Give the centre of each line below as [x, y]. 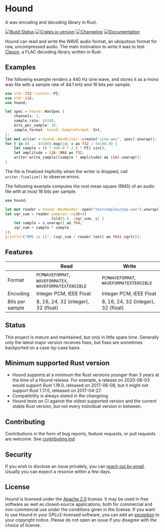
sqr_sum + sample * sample [41, 228]
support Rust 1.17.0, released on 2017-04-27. [57, 390]
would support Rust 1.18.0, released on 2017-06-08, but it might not [80, 386]
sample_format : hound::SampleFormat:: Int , [58, 130]
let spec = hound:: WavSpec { [35, 111]
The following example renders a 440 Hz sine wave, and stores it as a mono [82, 79]
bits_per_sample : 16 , [36, 125]
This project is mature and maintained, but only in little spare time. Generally [82, 337]
